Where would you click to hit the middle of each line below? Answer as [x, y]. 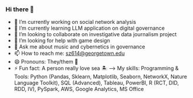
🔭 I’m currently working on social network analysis [75, 22]
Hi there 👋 [20, 9]
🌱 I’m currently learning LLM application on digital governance [89, 28]
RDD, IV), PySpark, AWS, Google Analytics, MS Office [79, 89]
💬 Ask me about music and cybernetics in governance [79, 47]
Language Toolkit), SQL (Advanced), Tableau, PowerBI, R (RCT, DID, [96, 83]
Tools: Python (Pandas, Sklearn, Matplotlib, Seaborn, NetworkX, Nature [101, 77]
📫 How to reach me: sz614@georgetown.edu [69, 53]
